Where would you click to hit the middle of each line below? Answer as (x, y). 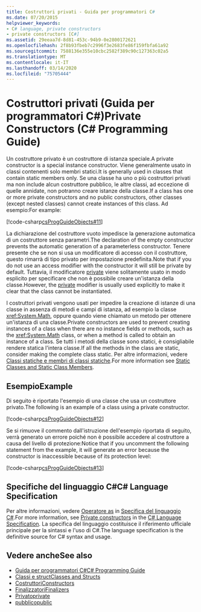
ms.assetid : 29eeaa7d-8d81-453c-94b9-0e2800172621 (71, 40)
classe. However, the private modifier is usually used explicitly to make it (96, 285)
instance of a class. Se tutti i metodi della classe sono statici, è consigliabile (100, 341)
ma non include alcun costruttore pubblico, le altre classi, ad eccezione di (98, 184)
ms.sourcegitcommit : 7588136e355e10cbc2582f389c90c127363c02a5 (88, 51)
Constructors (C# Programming (87, 129)
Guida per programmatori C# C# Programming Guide (80, 570)
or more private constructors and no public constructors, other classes (94, 198)
